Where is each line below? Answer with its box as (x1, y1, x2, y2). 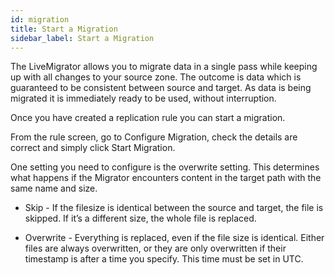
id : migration (10, 14, 70, 25)
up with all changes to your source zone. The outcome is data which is (10, 71, 302, 83)
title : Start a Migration (10, 24, 118, 34)
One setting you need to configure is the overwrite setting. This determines (10, 161, 320, 173)
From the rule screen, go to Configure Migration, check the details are (10, 131, 298, 143)
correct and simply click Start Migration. (10, 142, 176, 154)
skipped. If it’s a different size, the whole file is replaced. (24, 212, 257, 225)
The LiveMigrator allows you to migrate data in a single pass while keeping (10, 61, 318, 73)
